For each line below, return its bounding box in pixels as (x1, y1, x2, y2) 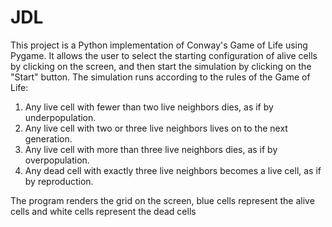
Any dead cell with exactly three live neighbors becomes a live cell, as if (24, 164, 322, 176)
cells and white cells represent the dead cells (10, 205, 197, 217)
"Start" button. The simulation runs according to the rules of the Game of (10, 71, 311, 83)
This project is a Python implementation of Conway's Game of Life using (10, 39, 308, 51)
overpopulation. (24, 154, 90, 166)
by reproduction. (24, 175, 94, 187)
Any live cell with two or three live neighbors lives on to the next (24, 122, 288, 134)
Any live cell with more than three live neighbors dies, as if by (24, 143, 278, 155)
